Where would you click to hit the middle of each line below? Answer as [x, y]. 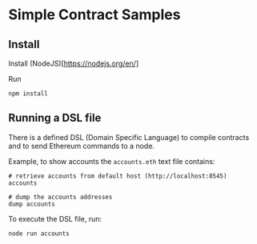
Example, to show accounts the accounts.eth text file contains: [112, 161]
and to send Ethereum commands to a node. [81, 146]
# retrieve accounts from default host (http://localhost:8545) [118, 176]
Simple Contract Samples [94, 15]
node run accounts [39, 234]
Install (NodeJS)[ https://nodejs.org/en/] [74, 63]
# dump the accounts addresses [60, 197]
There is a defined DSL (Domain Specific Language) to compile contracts [129, 137]
